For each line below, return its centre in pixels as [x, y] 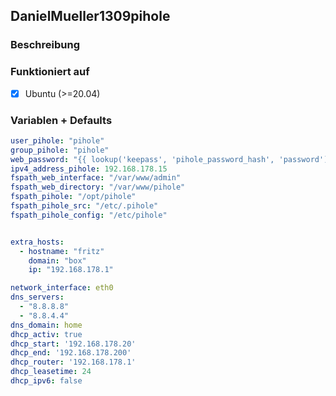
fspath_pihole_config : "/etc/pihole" [89, 215]
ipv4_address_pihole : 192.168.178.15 [89, 169]
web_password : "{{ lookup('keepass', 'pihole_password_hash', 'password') [169, 159]
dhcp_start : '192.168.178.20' [73, 344]
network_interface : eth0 [62, 288]
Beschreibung [45, 45]
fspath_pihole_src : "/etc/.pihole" [84, 206]
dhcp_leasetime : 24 [51, 372]
